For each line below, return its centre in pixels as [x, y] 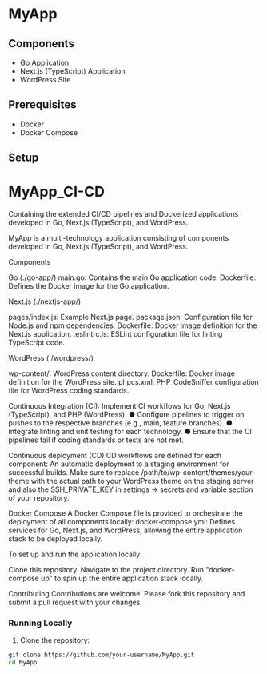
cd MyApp [23, 663]
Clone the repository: [55, 640]
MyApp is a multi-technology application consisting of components [119, 238]
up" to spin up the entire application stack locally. [122, 578]
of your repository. [39, 498]
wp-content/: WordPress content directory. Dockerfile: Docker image [122, 373]
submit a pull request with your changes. [75, 602]
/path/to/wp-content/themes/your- [198, 473]
